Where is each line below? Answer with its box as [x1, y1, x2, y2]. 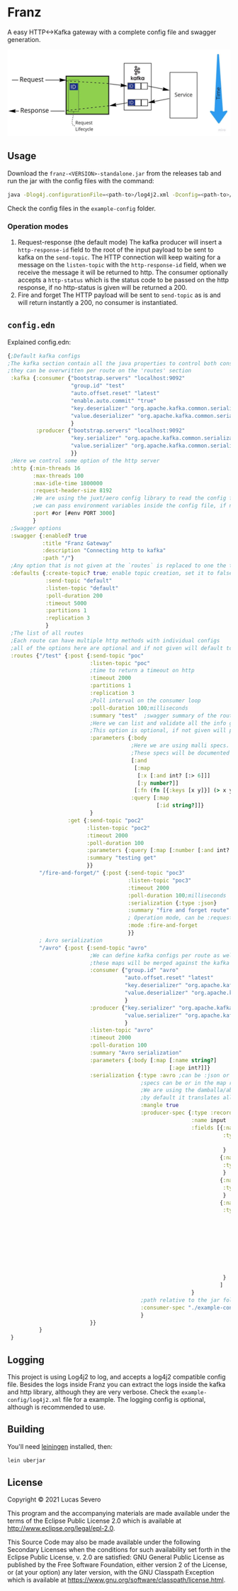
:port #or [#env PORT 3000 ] [33, 509, 115, 517]
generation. [7, 35, 41, 43]
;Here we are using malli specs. [130, 742, 230, 750]
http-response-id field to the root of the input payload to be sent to [17, 245, 214, 254]
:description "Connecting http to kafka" [42, 547, 166, 554]
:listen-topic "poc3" [127, 877, 192, 884]
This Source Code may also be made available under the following [7, 1538, 200, 1546]
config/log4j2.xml [7, 1396, 62, 1403]
